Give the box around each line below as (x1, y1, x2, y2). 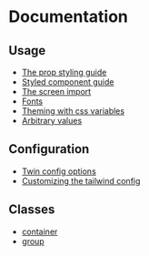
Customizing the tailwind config (21, 175, 141, 186)
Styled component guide (21, 77, 114, 87)
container (21, 226, 58, 237)
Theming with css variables (21, 106, 124, 116)
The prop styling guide (21, 67, 107, 77)
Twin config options (21, 166, 96, 177)
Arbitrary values (21, 116, 83, 126)
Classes (8, 202, 55, 218)
